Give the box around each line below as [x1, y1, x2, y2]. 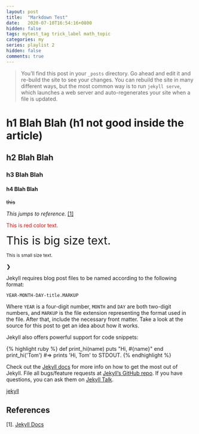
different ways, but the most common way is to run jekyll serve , [20, 82, 182, 90]
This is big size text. [6, 233, 111, 248]
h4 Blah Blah [6, 185, 38, 192]
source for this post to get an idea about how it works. [6, 322, 139, 329]
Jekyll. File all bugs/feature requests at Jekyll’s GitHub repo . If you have [6, 369, 183, 377]
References [6, 405, 50, 415]
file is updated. [20, 95, 58, 102]
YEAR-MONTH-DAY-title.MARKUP [6, 293, 79, 299]
